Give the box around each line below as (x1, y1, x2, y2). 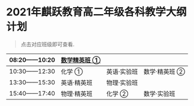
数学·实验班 (143, 90, 176, 98)
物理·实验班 (106, 78, 138, 87)
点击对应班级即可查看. (20, 41, 75, 48)
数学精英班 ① (61, 56, 101, 64)
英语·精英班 (61, 78, 93, 87)
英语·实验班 (106, 67, 138, 75)
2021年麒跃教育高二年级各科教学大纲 (6, 5, 187, 19)
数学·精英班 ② (143, 67, 185, 75)
